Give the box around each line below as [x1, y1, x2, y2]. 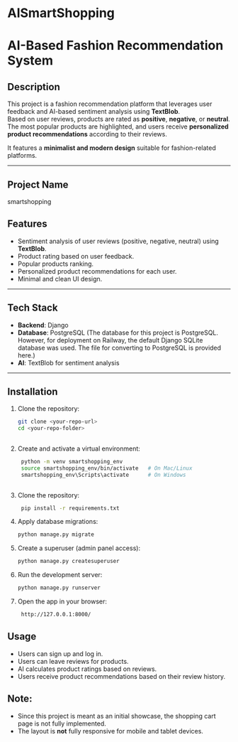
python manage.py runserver [17, 584, 101, 591]
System [7, 53, 54, 69]
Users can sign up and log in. [17, 649, 103, 658]
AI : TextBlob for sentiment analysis [17, 358, 120, 367]
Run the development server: [17, 571, 103, 579]
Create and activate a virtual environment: [17, 444, 140, 453]
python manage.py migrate [17, 531, 94, 538]
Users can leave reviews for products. [17, 657, 129, 665]
